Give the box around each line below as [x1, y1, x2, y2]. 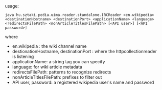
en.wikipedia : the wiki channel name [12, 43, 87, 49]
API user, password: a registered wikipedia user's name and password [12, 79, 154, 85]
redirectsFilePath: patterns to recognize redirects [12, 69, 112, 75]
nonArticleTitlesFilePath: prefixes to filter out [12, 74, 102, 80]
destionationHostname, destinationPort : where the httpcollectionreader [12, 49, 157, 54]
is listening [12, 54, 34, 59]
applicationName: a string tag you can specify [12, 59, 105, 64]
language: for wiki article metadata [12, 64, 82, 70]
